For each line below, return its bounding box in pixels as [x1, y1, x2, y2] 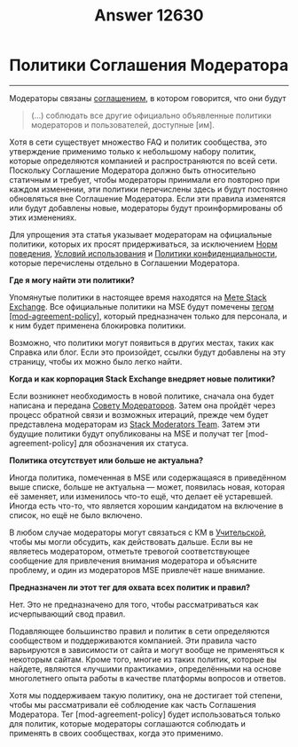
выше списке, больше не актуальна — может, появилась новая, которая [9, 481, 286, 492]
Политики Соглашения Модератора [9, 55, 289, 75]
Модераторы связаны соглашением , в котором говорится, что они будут [9, 92, 286, 103]
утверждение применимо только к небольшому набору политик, [9, 145, 256, 156]
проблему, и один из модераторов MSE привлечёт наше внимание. [9, 564, 266, 575]
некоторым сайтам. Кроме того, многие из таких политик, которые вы [9, 654, 278, 664]
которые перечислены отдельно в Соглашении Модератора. [9, 257, 240, 268]
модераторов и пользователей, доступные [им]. [30, 119, 215, 130]
